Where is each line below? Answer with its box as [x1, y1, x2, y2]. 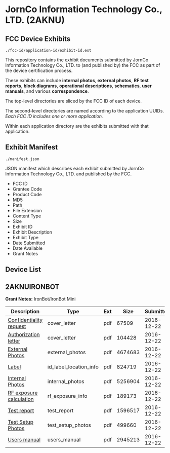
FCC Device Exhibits [5, 34, 71, 43]
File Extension [12, 207, 42, 213]
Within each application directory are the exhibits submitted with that [5, 123, 149, 129]
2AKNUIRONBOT [5, 282, 60, 291]
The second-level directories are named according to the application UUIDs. [5, 108, 164, 114]
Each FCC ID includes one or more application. [5, 113, 103, 119]
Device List [5, 265, 41, 274]
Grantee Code [12, 186, 42, 192]
